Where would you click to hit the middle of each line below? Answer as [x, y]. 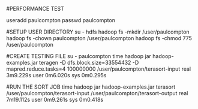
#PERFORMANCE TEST [35, 9]
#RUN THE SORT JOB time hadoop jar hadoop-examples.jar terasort [91, 87]
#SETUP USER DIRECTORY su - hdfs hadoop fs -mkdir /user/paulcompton [98, 32]
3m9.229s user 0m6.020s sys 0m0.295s [56, 75]
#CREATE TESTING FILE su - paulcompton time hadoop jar [79, 56]
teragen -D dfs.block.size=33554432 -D [89, 63]
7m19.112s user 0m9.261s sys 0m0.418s [55, 99]
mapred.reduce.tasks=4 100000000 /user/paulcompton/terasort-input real [98, 69]
